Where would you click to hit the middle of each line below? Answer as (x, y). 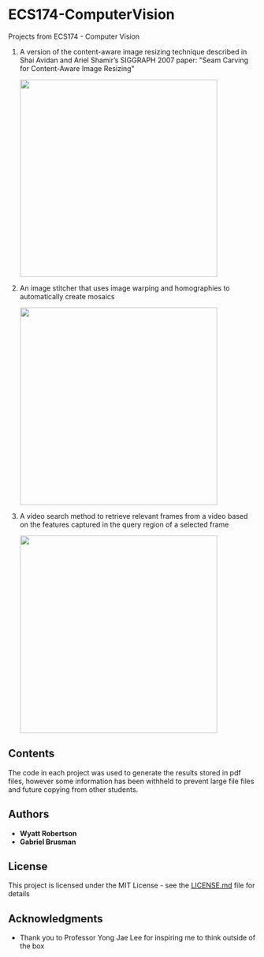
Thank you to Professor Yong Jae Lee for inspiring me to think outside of (138, 938)
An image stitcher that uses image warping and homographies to (125, 288)
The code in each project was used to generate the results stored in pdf (125, 772)
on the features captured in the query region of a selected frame (124, 524)
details (19, 894)
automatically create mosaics (67, 296)
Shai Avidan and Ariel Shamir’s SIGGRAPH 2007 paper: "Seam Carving (134, 60)
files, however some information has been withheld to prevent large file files (131, 781)
